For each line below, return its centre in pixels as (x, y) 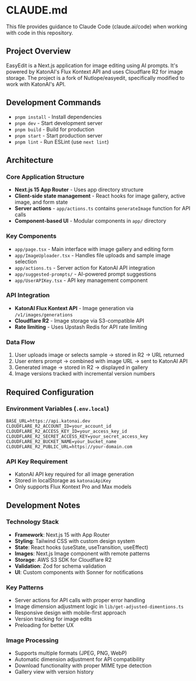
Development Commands (54, 103)
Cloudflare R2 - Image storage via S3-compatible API (80, 320)
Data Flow (21, 342)
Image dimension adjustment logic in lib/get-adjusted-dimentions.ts (99, 606)
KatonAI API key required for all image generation (74, 474)
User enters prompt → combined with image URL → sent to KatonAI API (101, 361)
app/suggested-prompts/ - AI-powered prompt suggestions (85, 274)
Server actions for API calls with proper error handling (80, 601)
